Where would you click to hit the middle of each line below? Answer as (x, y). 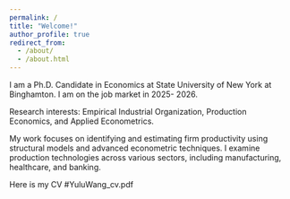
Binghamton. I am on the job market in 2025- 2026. (104, 94)
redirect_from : (38, 43)
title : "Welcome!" (43, 26)
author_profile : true (50, 34)
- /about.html (43, 59)
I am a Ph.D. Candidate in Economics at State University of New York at (141, 85)
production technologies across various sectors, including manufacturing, (145, 157)
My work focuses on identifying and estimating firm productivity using (139, 138)
